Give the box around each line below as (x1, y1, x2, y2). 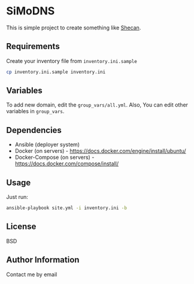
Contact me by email (6, 271, 57, 278)
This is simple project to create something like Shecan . (6, 24, 141, 31)
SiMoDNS (6, 4, 55, 18)
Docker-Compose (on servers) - (14, 154, 95, 161)
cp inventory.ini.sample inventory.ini (6, 69, 106, 75)
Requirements (6, 41, 60, 52)
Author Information (6, 255, 80, 265)
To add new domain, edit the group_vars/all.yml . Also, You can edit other (6, 101, 189, 108)
